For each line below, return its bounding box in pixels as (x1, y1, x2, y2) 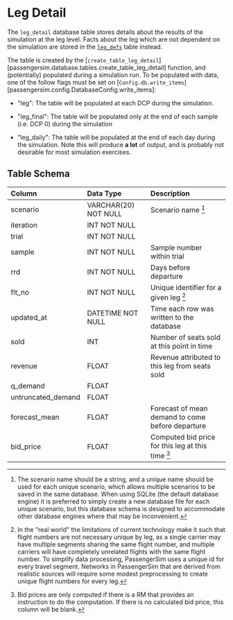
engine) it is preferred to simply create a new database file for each (17, 497, 210, 506)
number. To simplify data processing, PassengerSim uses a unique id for (17, 555, 225, 563)
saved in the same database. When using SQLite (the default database (17, 490, 219, 499)
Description (150, 189, 191, 198)
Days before (150, 262, 191, 272)
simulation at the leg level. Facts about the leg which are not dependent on (7, 35, 221, 43)
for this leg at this (150, 441, 207, 451)
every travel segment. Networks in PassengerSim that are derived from (17, 562, 221, 571)
